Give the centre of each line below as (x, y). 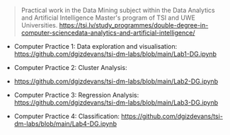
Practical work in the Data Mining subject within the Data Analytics (118, 10)
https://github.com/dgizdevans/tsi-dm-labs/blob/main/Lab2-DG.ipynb (116, 81)
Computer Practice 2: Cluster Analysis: (70, 67)
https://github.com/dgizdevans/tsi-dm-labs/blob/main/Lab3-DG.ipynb (116, 102)
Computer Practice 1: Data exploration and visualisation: (96, 46)
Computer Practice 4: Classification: (67, 116)
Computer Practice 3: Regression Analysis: (76, 95)
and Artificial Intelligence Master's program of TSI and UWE (108, 18)
